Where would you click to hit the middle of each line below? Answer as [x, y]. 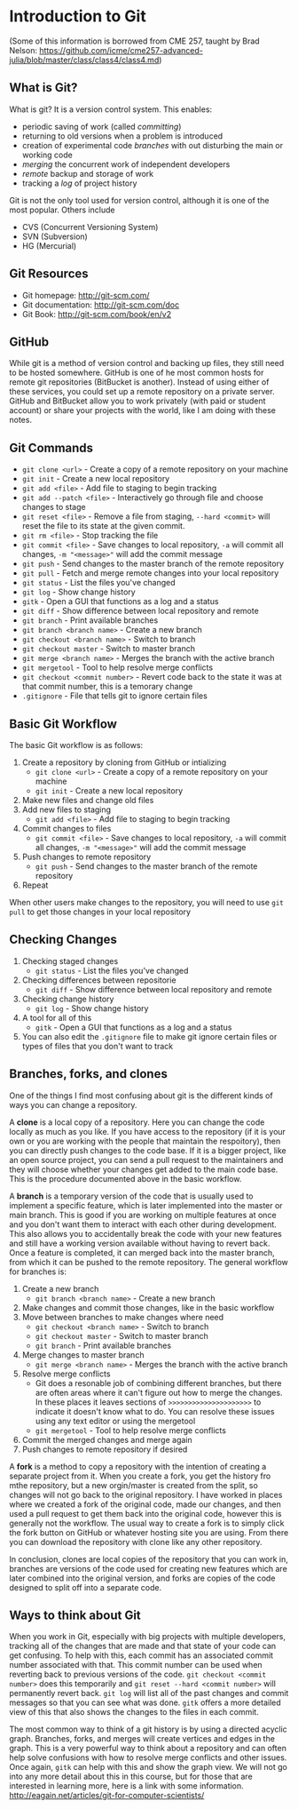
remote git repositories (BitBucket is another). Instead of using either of [139, 382]
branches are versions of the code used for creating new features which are [149, 1568]
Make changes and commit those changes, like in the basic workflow [148, 1307]
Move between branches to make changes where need [123, 1317]
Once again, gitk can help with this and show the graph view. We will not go [149, 1767]
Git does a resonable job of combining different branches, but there [158, 1383]
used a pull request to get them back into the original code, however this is [145, 1513]
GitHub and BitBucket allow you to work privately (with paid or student [137, 401]
